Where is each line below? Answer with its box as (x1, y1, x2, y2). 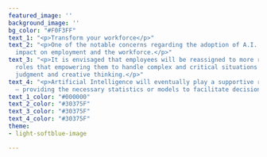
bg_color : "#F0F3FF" (8, 26, 77, 34)
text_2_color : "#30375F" (8, 100, 91, 108)
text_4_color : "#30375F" (8, 115, 91, 123)
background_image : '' (8, 19, 80, 27)
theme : (8, 122, 30, 130)
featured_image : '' (8, 11, 73, 20)
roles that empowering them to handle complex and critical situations (15, 63, 258, 71)
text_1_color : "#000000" (8, 93, 91, 101)
